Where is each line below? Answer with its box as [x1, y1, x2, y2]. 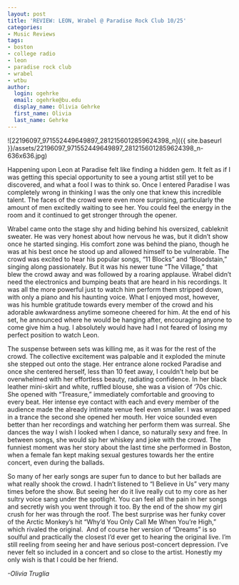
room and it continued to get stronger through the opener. [7, 210, 178, 219]
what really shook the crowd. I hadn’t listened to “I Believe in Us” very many [7, 479, 230, 488]
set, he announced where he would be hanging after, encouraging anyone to [7, 315, 233, 324]
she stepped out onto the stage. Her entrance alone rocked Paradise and [7, 360, 222, 368]
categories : [7, 24, 43, 31]
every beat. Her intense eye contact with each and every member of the [7, 397, 220, 406]
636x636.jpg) [7, 151, 48, 160]
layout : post [7, 10, 46, 18]
